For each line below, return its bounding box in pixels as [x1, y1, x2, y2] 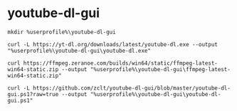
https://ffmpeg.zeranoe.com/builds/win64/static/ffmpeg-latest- [23, 59, 218, 67]
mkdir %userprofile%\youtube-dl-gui [7, 28, 116, 36]
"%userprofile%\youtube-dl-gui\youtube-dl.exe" [7, 47, 152, 54]
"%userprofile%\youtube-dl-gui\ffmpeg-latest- [90, 65, 231, 73]
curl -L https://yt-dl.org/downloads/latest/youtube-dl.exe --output [7, 41, 218, 48]
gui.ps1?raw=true [7, 90, 59, 97]
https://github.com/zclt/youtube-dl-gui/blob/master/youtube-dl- [33, 84, 231, 92]
